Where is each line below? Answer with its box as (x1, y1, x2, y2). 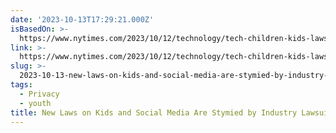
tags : (10, 80, 33, 90)
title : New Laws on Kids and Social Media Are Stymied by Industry (10, 107, 298, 118)
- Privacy (19, 89, 60, 99)
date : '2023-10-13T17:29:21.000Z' (10, 14, 155, 25)
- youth (19, 98, 52, 108)
